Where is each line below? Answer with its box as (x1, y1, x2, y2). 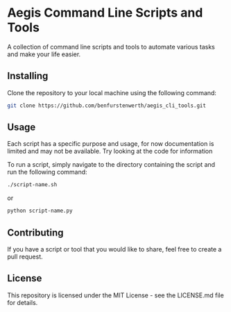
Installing (7, 70, 49, 82)
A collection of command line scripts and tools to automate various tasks (7, 42, 215, 51)
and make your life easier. (7, 50, 81, 58)
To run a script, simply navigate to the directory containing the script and (7, 161, 216, 169)
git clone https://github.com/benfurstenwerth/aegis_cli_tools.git (7, 102, 207, 109)
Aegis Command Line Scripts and (7, 5, 203, 21)
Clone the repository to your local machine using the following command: (7, 88, 217, 97)
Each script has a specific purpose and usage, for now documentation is (7, 140, 214, 148)
